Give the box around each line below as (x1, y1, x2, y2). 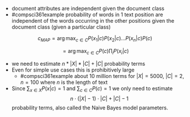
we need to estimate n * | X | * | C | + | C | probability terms (11, 60, 146, 67)
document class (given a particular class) (11, 23, 111, 30)
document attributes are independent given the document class (11, 5, 165, 12)
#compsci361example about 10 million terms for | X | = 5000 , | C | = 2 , (20, 72, 185, 79)
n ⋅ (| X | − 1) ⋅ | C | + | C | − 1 (70, 95, 129, 102)
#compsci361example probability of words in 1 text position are (11, 11, 163, 18)
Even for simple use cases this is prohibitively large (11, 66, 135, 73)
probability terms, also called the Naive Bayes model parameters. (11, 104, 168, 111)
